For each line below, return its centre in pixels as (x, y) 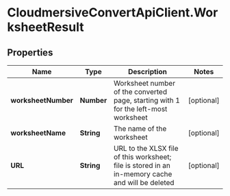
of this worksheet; (142, 157)
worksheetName (38, 133)
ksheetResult (46, 27)
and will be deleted (144, 183)
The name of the (140, 128)
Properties (30, 52)
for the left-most (140, 109)
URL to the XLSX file (146, 148)
